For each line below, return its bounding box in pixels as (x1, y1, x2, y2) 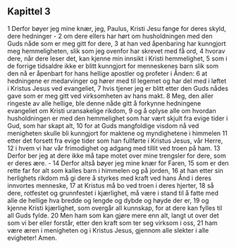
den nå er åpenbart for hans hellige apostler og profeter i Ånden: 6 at (7, 69, 208, 77)
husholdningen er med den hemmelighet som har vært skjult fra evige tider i (7, 114, 228, 122)
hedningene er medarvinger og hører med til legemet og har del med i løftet (7, 77, 227, 85)
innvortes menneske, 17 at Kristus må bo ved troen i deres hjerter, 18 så (7, 181, 214, 189)
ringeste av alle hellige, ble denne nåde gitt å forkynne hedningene (7, 98, 201, 108)
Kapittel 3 (7, 6, 51, 18)
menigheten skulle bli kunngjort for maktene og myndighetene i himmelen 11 (7, 129, 228, 137)
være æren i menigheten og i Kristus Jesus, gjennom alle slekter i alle (7, 226, 209, 234)
